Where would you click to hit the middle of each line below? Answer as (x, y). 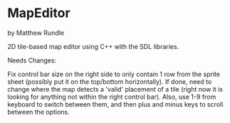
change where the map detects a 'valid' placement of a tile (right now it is (115, 89)
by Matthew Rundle (36, 33)
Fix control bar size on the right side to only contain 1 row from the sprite (114, 74)
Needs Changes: (32, 60)
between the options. (38, 112)
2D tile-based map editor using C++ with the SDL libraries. (93, 46)
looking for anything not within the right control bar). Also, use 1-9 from (112, 97)
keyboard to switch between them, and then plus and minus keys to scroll (115, 104)
